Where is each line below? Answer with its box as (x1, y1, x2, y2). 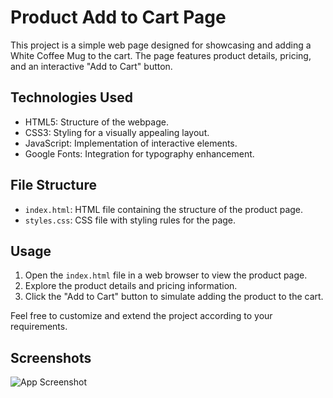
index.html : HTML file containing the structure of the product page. (24, 203, 304, 215)
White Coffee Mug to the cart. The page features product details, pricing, (10, 49, 312, 61)
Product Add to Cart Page (10, 6, 227, 29)
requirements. (10, 321, 68, 333)
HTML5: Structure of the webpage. (24, 116, 169, 128)
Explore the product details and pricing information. (24, 280, 238, 292)
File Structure (10, 177, 97, 194)
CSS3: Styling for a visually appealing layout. (24, 126, 210, 138)
